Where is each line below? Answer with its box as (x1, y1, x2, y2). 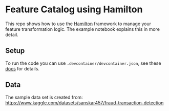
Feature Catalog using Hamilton (5, 4, 143, 15)
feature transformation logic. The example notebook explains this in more (5, 26, 160, 32)
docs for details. (5, 65, 40, 71)
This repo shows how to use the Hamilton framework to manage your (5, 21, 152, 27)
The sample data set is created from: (5, 94, 83, 100)
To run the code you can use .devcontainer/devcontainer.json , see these (5, 60, 161, 66)
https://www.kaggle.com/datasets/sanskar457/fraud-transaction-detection (5, 99, 164, 106)
